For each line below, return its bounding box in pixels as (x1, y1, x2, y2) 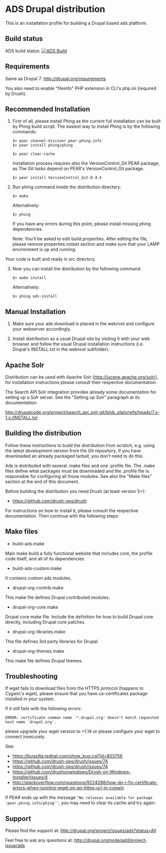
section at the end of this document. (5, 478, 80, 484)
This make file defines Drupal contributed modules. (5, 594, 110, 600)
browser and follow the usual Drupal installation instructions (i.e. (12, 341, 144, 347)
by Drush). (5, 90, 27, 96)
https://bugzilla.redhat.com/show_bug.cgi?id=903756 (12, 753, 123, 759)
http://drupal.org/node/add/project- (74, 838, 148, 844)
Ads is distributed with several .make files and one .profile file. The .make (5, 462, 155, 468)
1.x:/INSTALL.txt (5, 415, 38, 421)
